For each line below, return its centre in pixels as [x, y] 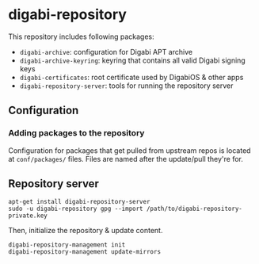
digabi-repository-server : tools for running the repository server [126, 86]
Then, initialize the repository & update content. [86, 231]
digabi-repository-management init [67, 245]
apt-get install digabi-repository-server [79, 202]
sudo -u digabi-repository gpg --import [76, 209]
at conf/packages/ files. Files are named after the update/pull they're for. [126, 159]
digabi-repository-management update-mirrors [84, 252]
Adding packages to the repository [76, 133]
